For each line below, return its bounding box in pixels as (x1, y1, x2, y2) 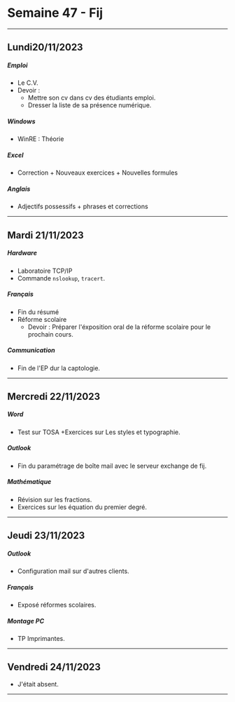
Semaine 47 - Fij (7, 5, 104, 21)
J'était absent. (17, 680, 59, 688)
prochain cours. (27, 330, 73, 338)
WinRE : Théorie (17, 135, 64, 143)
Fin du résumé (17, 307, 59, 316)
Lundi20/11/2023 (7, 41, 83, 53)
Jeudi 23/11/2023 (7, 529, 85, 541)
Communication (7, 346, 56, 355)
